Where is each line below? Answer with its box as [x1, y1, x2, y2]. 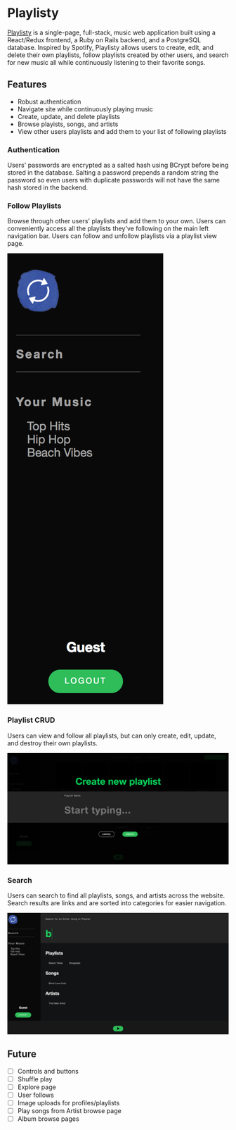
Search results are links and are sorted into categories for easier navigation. [7, 898, 227, 907]
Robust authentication [17, 97, 81, 106]
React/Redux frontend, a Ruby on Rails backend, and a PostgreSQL [7, 35, 202, 44]
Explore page [17, 1083, 56, 1091]
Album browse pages [17, 1115, 79, 1123]
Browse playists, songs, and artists [17, 120, 119, 128]
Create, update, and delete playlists [17, 112, 121, 120]
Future [7, 1048, 37, 1060]
